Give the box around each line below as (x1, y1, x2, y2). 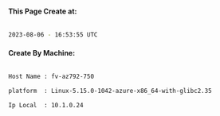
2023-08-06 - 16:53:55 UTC (8, 31, 98, 39)
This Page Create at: (8, 6, 77, 16)
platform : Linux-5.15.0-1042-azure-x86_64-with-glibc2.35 (8, 87, 213, 95)
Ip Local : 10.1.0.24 (8, 102, 84, 110)
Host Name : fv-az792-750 (8, 72, 94, 81)
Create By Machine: (8, 48, 76, 57)
